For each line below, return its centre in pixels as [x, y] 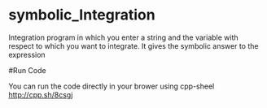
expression [27, 54]
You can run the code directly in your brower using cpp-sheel [112, 86]
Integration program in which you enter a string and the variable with [123, 37]
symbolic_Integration [82, 15]
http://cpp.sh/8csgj [41, 94]
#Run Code [27, 70]
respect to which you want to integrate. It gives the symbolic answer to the [133, 45]
